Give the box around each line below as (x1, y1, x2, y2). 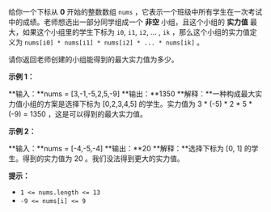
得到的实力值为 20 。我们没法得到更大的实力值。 (22, 154, 184, 163)
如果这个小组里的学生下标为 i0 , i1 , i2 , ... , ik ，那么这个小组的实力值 (22, 28, 251, 36)
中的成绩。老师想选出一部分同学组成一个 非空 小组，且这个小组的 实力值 (8, 17, 248, 27)
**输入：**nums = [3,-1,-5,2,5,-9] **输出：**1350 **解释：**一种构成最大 (8, 89, 256, 99)
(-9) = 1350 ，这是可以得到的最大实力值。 (8, 109, 147, 119)
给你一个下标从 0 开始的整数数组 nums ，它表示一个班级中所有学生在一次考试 (8, 7, 263, 16)
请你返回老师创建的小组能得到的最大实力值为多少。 (8, 55, 179, 64)
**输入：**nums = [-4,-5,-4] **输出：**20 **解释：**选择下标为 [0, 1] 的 (8, 144, 252, 153)
